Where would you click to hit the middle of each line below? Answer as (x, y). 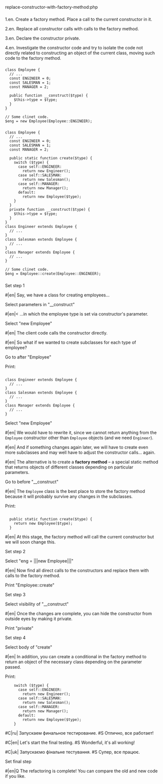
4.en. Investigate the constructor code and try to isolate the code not (74, 47)
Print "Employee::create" (30, 585)
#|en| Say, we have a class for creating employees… (57, 295)
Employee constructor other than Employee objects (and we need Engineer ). (79, 438)
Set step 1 (15, 285)
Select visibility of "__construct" (37, 604)
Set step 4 (15, 637)
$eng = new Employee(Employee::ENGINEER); (49, 121)
